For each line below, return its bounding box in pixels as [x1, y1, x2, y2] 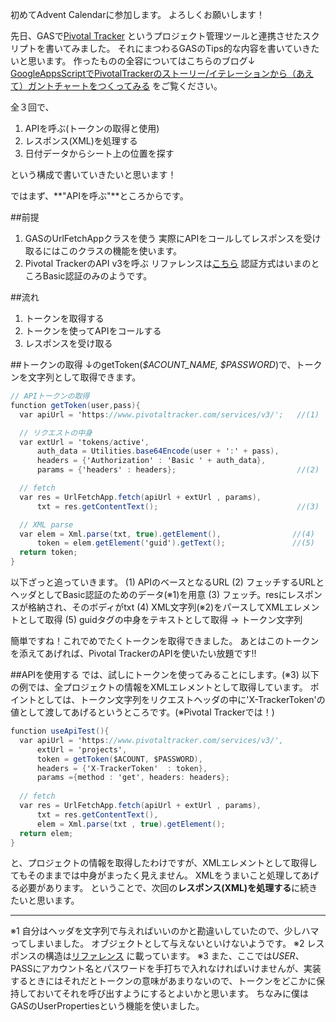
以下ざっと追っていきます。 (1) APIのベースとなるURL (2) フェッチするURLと [10, 576, 325, 588]
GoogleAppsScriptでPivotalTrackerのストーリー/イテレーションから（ [10, 68, 297, 79]
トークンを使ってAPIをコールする [24, 325, 162, 337]
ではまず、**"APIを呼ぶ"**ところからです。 [10, 190, 189, 202]
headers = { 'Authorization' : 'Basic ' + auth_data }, [36, 456, 267, 466]
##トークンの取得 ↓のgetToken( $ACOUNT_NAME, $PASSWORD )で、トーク [10, 359, 323, 370]
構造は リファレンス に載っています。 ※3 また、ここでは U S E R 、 [44, 950, 305, 962]
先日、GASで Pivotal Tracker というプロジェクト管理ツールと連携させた [10, 30, 303, 42]
